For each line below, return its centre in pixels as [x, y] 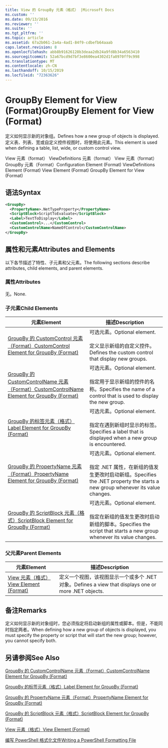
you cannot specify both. [31, 640]
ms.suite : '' [19, 29]
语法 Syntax [23, 193]
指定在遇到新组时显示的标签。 [124, 425]
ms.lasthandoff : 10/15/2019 [34, 71]
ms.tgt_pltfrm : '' [24, 33]
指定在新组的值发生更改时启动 [124, 517]
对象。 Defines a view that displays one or [108, 585]
